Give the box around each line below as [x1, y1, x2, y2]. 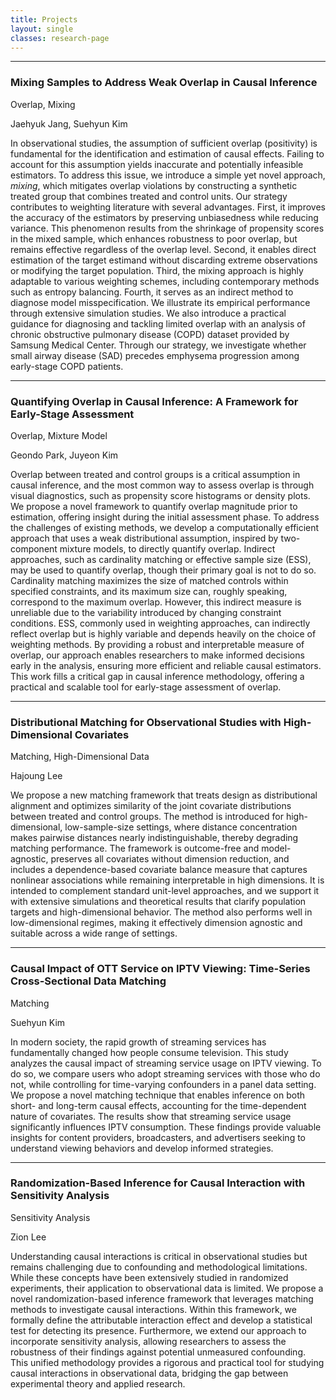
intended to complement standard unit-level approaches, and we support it [10, 885, 320, 897]
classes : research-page [10, 33, 110, 43]
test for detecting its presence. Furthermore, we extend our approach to [10, 1324, 307, 1336]
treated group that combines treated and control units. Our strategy [10, 190, 288, 202]
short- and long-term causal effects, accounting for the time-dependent [10, 1099, 307, 1111]
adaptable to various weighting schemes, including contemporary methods [10, 275, 320, 287]
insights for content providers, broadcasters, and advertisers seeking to [10, 1131, 306, 1143]
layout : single [10, 24, 74, 34]
